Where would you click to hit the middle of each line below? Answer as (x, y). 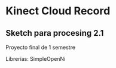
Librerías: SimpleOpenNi (36, 59)
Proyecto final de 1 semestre (41, 47)
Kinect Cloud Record (58, 11)
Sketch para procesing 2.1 (55, 33)
